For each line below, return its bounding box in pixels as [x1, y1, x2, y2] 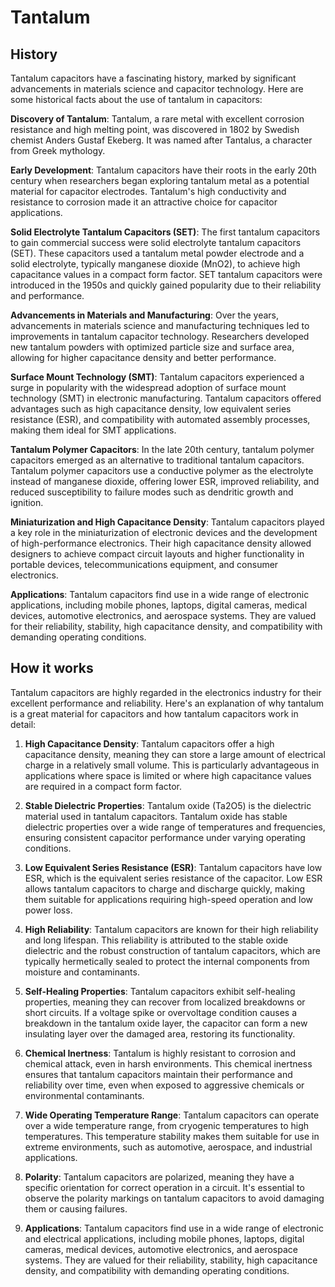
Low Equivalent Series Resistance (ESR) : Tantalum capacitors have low [24, 861, 323, 873]
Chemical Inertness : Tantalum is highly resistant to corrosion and [24, 1047, 297, 1059]
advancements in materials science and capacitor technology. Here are [10, 83, 304, 95]
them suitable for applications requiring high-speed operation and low [24, 893, 314, 905]
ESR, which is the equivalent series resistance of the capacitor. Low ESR [24, 872, 323, 884]
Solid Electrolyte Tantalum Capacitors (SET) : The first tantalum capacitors [10, 226, 321, 238]
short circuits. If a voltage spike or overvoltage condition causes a [24, 1006, 298, 1018]
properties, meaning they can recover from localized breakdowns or [24, 996, 306, 1008]
